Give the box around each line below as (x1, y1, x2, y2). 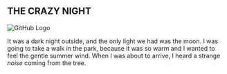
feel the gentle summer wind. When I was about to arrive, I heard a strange (7, 51, 221, 60)
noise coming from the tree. (7, 58, 87, 67)
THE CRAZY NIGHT (7, 5, 92, 17)
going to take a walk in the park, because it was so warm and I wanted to (7, 44, 215, 52)
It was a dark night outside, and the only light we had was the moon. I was (7, 37, 219, 45)
